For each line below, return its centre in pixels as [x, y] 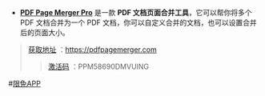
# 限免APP [25, 84]
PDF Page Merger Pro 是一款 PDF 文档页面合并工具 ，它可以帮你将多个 [136, 12]
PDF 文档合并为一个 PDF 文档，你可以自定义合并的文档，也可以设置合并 [139, 22]
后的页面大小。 [44, 32]
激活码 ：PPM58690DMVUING [98, 66]
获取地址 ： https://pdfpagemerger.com [92, 50]
